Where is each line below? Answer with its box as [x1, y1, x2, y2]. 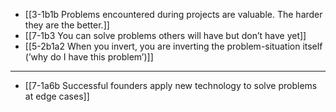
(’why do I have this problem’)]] [24, 51, 154, 63]
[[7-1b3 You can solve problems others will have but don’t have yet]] [24, 30, 307, 41]
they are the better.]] [24, 19, 110, 31]
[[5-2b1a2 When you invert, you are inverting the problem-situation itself [24, 40, 323, 52]
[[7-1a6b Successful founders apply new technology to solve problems [24, 80, 318, 91]
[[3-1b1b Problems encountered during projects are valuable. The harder [24, 9, 323, 20]
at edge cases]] [24, 90, 90, 102]
